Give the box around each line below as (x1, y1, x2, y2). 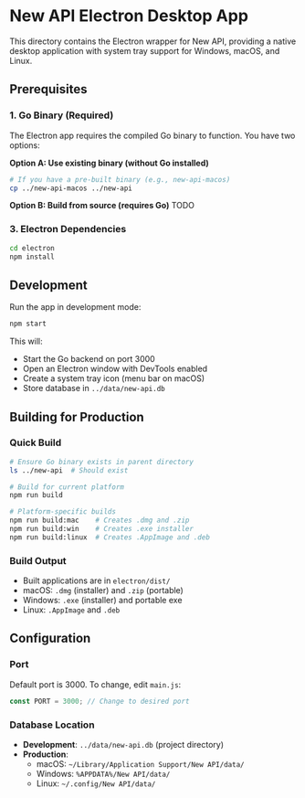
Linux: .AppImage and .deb (22, 604, 121, 615)
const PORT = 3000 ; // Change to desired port (9, 697, 190, 706)
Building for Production (9, 409, 144, 425)
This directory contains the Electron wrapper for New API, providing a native (9, 36, 297, 47)
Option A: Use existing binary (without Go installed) (9, 157, 210, 168)
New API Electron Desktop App (9, 5, 249, 27)
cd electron (9, 243, 55, 252)
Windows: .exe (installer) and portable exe (22, 595, 183, 606)
